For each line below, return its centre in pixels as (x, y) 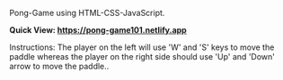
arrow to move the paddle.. (59, 66)
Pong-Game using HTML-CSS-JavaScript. (87, 13)
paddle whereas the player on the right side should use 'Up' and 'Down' (142, 56)
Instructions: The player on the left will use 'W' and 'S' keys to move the (142, 47)
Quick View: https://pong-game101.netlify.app (98, 30)
